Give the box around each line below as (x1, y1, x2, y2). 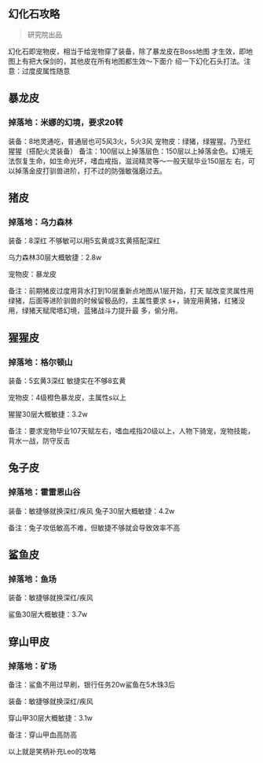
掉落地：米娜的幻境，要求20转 (8, 117, 124, 128)
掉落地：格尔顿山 (8, 356, 73, 367)
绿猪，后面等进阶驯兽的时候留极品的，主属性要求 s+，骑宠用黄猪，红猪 (8, 296, 239, 305)
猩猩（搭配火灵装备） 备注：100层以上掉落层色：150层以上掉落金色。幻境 (8, 146, 247, 156)
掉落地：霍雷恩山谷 (8, 487, 81, 498)
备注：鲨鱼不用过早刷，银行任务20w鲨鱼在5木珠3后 (8, 680, 175, 689)
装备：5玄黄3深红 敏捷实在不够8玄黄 (8, 376, 126, 385)
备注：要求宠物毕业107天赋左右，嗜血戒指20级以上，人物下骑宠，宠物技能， (8, 426, 255, 435)
